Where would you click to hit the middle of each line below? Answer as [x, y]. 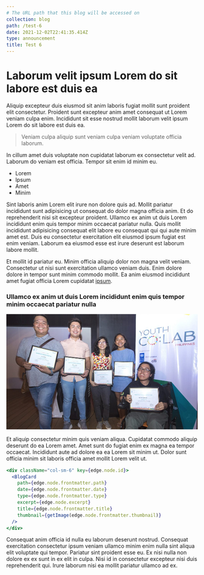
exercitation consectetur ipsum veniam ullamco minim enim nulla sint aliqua [101, 546]
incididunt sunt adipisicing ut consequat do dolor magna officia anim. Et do [100, 211]
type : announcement [31, 39]
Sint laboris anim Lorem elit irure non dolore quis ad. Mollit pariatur [90, 204]
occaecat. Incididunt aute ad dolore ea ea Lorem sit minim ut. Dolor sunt [97, 452]
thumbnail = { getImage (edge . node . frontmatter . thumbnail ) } [90, 515]
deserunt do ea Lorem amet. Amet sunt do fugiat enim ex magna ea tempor [100, 445]
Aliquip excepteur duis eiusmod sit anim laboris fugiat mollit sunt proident [98, 105]
